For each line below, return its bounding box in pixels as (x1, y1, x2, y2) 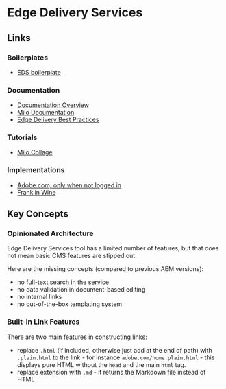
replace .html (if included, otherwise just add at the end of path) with (16, 346, 212, 354)
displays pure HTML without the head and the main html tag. (16, 360, 186, 368)
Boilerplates (7, 53, 49, 62)
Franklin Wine (16, 188, 56, 196)
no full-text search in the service (16, 278, 110, 286)
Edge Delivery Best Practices (16, 115, 99, 124)
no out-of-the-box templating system (16, 300, 123, 308)
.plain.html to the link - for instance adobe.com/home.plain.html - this (16, 353, 215, 362)
